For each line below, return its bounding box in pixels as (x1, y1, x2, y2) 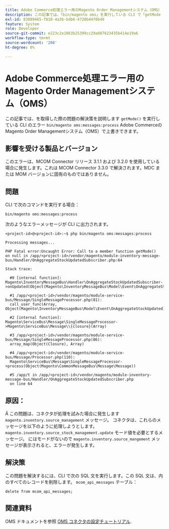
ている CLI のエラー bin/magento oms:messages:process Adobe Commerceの (5, 122, 162, 128)
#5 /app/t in (10, 373, 37, 378)
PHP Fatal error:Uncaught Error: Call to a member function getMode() (5, 249, 156, 254)
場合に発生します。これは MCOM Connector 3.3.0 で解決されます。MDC (5, 165, 155, 171)
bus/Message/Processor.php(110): (5, 355, 75, 360)
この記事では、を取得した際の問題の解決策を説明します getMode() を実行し (5, 115, 160, 122)
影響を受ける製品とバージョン (5, 144, 98, 153)
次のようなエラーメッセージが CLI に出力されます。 (5, 221, 111, 227)
